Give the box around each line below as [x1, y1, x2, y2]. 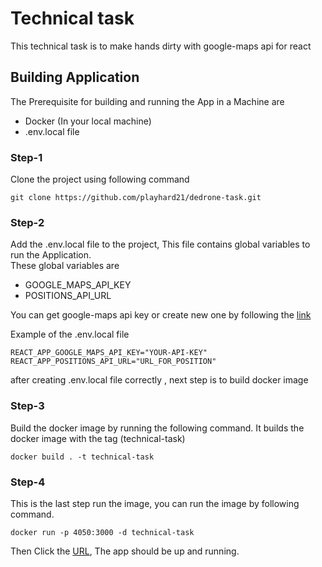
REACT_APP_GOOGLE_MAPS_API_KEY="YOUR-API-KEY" [10, 348, 208, 358]
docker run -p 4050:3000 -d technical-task [10, 527, 195, 537]
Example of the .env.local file [10, 328, 130, 341]
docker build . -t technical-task [10, 452, 155, 462]
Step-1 [10, 150, 43, 164]
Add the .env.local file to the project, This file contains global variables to [10, 238, 311, 251]
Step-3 [10, 399, 45, 413]
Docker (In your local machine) [24, 115, 152, 127]
